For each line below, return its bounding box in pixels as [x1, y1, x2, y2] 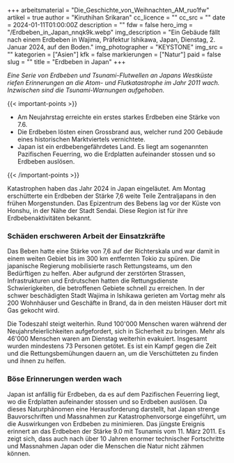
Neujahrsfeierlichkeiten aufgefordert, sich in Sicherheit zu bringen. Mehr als [7, 327, 225, 336]
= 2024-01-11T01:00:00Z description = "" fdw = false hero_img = [7, 21, 194, 29]
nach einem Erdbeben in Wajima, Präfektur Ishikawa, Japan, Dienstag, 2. [7, 36, 216, 44]
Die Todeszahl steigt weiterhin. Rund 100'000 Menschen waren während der [7, 320, 227, 328]
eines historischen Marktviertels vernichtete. [17, 135, 146, 143]
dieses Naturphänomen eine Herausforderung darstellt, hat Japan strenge [7, 405, 220, 413]
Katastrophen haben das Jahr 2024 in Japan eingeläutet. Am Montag [7, 185, 206, 192]
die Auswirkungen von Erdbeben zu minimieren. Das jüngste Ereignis [7, 419, 205, 427]
